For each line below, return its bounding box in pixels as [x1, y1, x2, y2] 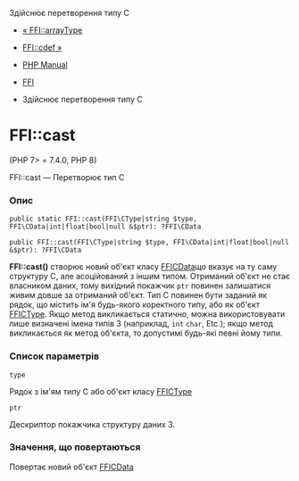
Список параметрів [9, 350, 100, 362]
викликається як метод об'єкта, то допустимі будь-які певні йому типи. [9, 328, 283, 338]
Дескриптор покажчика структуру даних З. [9, 419, 176, 429]
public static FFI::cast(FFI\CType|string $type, [9, 214, 198, 224]
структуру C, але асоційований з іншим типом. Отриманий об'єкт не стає [9, 271, 291, 282]
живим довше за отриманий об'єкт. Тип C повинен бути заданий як [9, 290, 268, 301]
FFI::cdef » [21, 42, 62, 53]
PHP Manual [21, 60, 69, 70]
